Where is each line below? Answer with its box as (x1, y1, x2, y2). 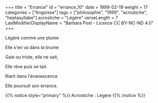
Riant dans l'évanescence (5, 73, 58, 79)
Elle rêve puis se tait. (5, 64, 48, 69)
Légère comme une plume (5, 35, 59, 41)
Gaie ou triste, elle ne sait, (5, 54, 59, 60)
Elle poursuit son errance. (5, 83, 58, 89)
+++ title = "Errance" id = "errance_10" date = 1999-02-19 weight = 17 (5, 4, 148, 10)
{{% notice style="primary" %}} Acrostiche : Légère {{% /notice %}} (5, 93, 146, 98)
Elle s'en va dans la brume (5, 45, 59, 50)
